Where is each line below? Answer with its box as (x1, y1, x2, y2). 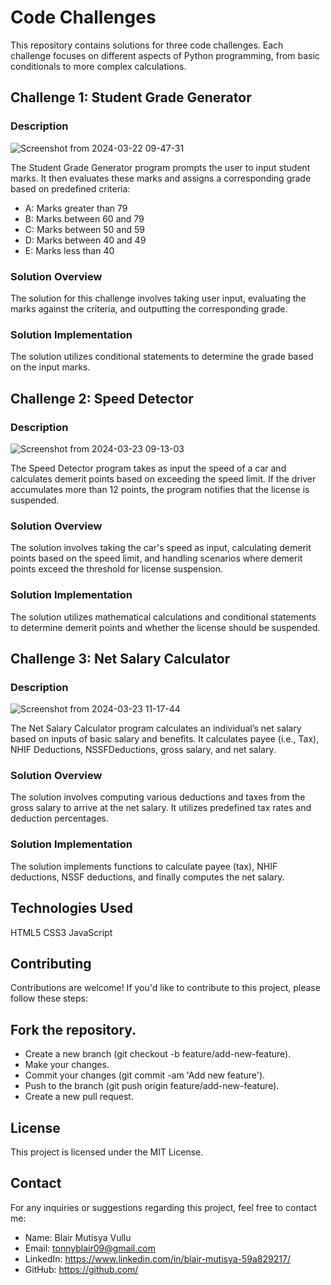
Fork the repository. (10, 1021, 137, 1038)
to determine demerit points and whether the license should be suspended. (10, 621, 321, 633)
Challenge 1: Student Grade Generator (10, 89, 252, 106)
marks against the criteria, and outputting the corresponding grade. (10, 302, 288, 315)
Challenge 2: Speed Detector (10, 390, 194, 407)
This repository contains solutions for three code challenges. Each (10, 39, 284, 51)
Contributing (10, 955, 92, 972)
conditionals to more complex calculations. (10, 60, 187, 72)
